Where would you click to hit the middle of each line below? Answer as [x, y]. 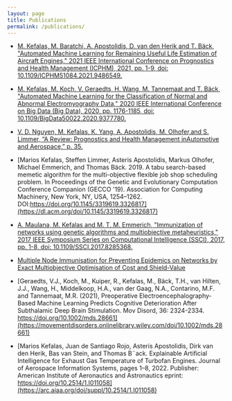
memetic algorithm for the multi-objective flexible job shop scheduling [117, 175]
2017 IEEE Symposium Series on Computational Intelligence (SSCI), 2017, [121, 240]
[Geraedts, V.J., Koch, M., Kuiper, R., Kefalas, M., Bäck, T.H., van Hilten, [119, 281]
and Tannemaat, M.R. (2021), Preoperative [78, 296]
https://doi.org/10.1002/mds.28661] [67, 318]
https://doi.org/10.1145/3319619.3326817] [89, 204]
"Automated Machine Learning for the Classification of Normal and [112, 96]
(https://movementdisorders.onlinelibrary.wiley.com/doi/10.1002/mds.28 [120, 326]
